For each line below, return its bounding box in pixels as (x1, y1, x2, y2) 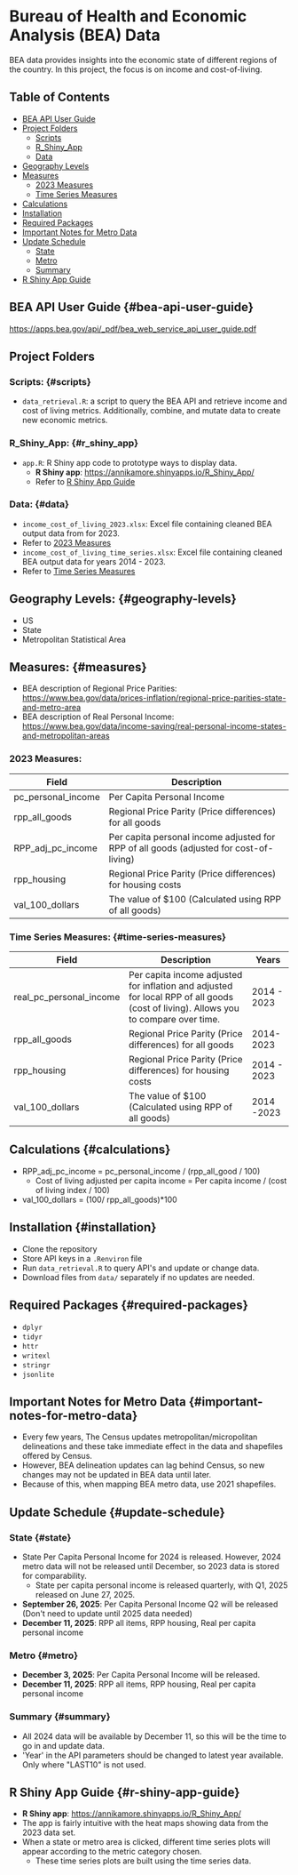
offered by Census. (21, 1451, 93, 1462)
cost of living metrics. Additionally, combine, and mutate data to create (21, 405, 281, 416)
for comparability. (21, 1571, 87, 1581)
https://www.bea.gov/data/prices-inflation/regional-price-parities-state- (21, 693, 286, 703)
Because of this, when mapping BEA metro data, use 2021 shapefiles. (21, 1478, 277, 1490)
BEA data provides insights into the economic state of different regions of (9, 54, 278, 65)
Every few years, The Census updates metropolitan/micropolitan (21, 1431, 258, 1442)
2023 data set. (21, 1827, 76, 1838)
